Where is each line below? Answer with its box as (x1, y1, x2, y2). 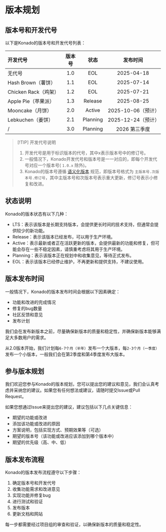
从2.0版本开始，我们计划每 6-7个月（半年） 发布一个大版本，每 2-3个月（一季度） (5, 345, 160, 351)
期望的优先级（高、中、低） (12, 439, 69, 445)
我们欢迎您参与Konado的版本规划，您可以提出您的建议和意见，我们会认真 (5, 381, 155, 387)
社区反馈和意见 (12, 311, 43, 317)
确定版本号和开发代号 (12, 480, 56, 486)
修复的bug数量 (12, 305, 42, 311)
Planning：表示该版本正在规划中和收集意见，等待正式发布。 (12, 252, 134, 258)
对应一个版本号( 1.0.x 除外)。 (29, 162, 89, 168)
